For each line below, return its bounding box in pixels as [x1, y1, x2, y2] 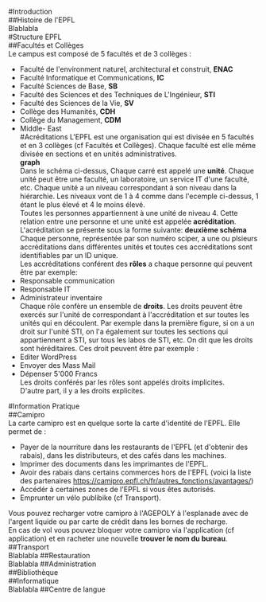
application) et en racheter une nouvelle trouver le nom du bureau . [8, 534, 228, 543]
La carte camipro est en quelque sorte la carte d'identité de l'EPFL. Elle [8, 418, 241, 428]
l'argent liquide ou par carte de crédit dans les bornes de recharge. [8, 517, 228, 526]
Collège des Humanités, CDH [19, 107, 116, 116]
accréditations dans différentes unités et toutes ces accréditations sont [19, 242, 253, 252]
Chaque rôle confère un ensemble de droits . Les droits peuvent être [19, 302, 243, 311]
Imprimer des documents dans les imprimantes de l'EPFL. [19, 459, 209, 468]
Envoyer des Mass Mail [19, 361, 96, 369]
